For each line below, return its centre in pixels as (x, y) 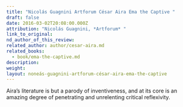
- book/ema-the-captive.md (46, 57)
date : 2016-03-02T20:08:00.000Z (47, 23)
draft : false (23, 18)
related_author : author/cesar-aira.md (55, 46)
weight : (16, 68)
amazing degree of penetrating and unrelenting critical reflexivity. (88, 97)
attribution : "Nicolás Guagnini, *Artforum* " (66, 29)
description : (23, 62)
